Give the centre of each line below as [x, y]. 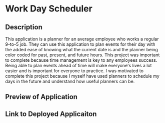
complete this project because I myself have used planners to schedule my [82, 76]
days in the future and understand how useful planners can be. [70, 81]
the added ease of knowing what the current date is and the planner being [82, 50]
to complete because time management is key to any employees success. [81, 60]
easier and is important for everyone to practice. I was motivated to [74, 71]
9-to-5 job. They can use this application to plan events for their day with [80, 44]
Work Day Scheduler [49, 9]
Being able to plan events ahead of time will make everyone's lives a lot [78, 65]
